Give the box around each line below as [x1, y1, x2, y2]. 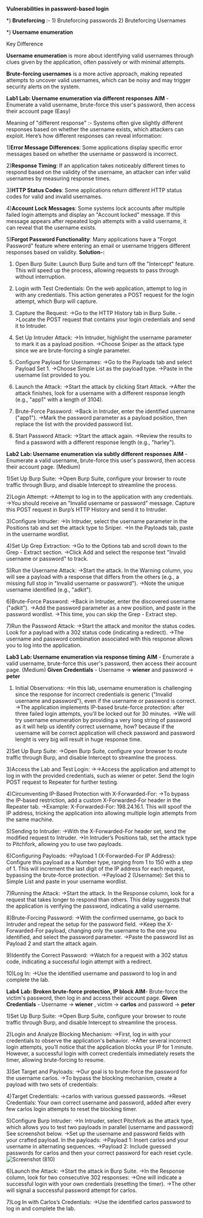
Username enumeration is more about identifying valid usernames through [6, 52, 194, 59]
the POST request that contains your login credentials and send [37, 316, 195, 323]
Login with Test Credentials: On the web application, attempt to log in [14, 285, 187, 292]
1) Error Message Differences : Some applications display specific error [6, 144, 182, 151]
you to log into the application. [6, 642, 82, 649]
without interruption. [14, 273, 66, 280]
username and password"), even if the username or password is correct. [14, 697, 196, 704]
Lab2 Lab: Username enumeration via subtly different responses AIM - [6, 451, 188, 457]
